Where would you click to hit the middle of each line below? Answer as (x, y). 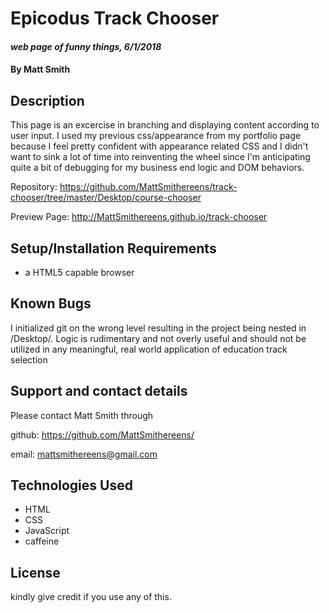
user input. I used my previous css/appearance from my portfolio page (156, 136)
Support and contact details (99, 391)
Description (47, 100)
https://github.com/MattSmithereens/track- (148, 187)
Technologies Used (71, 485)
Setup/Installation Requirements (113, 248)
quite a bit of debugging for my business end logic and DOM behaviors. (157, 168)
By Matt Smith (40, 69)
